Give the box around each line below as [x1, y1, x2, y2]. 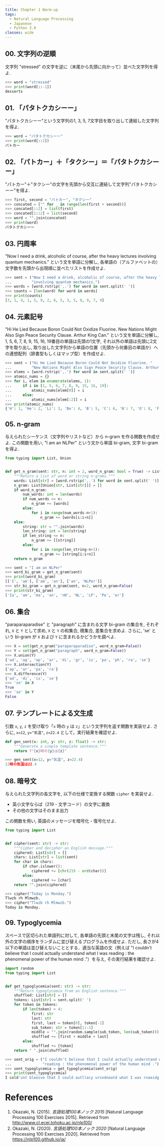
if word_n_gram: [14, 487, 48, 493]
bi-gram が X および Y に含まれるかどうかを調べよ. [14, 634, 116, 640]
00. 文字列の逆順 [5, 50, 56, 58]
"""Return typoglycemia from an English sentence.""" [14, 988, 126, 994]
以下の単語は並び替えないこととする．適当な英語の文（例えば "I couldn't [5, 945, 152, 951]
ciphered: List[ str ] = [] [14, 850, 67, 855]
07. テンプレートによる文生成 [5, 709, 93, 718]
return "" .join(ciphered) [14, 882, 67, 887]
